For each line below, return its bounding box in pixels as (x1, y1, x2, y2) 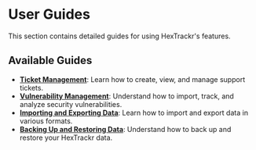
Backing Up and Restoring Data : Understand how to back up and (19, 124, 232, 134)
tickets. (19, 83, 44, 92)
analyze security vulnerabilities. (19, 99, 123, 109)
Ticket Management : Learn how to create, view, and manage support (19, 74, 246, 84)
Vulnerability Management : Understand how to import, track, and (19, 91, 234, 101)
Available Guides (8, 54, 93, 67)
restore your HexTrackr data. (19, 133, 113, 142)
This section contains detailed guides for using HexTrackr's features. (8, 31, 231, 41)
